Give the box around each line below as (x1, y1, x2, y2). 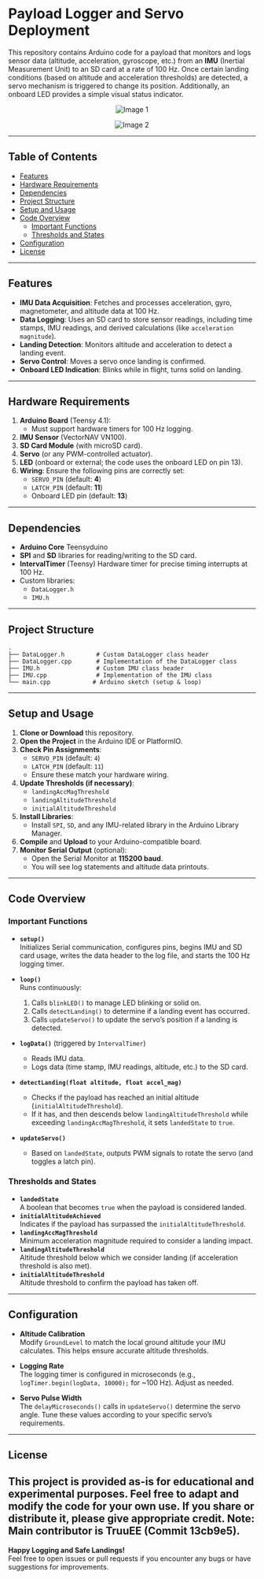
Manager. (31, 829, 63, 838)
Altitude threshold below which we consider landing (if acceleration (19, 1253, 238, 1262)
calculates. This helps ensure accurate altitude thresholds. (19, 1346, 209, 1355)
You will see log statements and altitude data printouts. (31, 862, 210, 871)
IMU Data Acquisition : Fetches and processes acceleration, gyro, (19, 297, 233, 307)
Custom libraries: (19, 576, 75, 586)
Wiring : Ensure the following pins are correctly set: (19, 466, 185, 475)
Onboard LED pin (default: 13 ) (31, 491, 128, 501)
